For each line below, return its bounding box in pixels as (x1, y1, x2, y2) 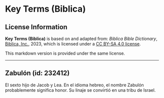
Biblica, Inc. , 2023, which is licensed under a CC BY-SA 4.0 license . (5, 41, 141, 47)
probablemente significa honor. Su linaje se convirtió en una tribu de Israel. (5, 87, 156, 93)
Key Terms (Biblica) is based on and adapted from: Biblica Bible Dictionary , (5, 36, 158, 41)
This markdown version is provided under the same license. (5, 50, 125, 56)
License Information (5, 23, 67, 31)
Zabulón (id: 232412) (5, 69, 70, 78)
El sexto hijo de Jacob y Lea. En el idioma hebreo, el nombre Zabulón (5, 82, 144, 88)
